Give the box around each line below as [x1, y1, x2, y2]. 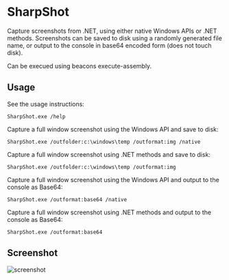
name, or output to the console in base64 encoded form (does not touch [7, 41, 212, 49]
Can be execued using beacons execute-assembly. [7, 62, 152, 70]
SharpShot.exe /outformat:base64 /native [7, 196, 128, 203]
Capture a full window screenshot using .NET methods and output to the [7, 208, 211, 216]
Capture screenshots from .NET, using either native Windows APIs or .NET [7, 27, 217, 35]
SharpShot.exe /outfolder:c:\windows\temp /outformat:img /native [7, 138, 201, 145]
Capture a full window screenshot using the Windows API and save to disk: [7, 125, 219, 133]
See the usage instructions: [7, 100, 84, 108]
